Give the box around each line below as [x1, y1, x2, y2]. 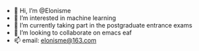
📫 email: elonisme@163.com [13, 37, 97, 44]
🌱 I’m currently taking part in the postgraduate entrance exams [13, 21, 193, 29]
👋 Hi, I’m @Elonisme [13, 7, 71, 14]
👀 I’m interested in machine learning [13, 14, 116, 22]
